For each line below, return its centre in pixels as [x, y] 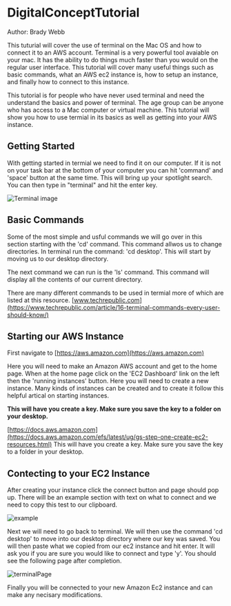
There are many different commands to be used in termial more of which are [115, 293]
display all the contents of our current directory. [75, 279]
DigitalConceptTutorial [73, 13]
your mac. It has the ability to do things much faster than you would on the [113, 59]
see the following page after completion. [64, 561]
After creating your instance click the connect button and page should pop [113, 490]
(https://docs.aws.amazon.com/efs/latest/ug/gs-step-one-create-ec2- [108, 437]
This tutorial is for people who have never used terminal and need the [106, 95]
